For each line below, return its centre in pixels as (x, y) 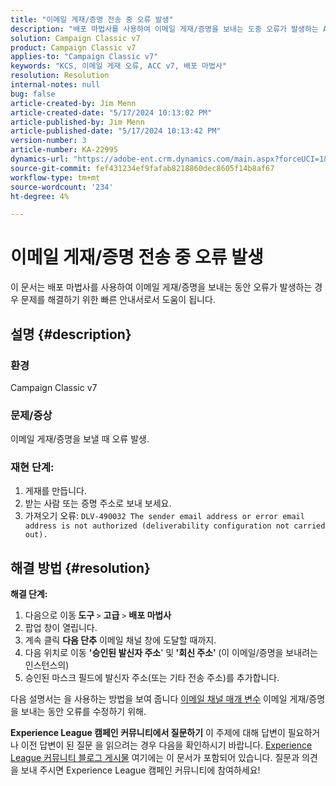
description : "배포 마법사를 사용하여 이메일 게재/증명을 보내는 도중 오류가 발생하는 (164, 29)
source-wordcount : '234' (62, 187)
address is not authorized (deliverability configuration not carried (175, 526)
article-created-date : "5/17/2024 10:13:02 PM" (111, 112)
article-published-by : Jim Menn (77, 122)
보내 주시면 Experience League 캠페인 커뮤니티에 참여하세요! (140, 770)
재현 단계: (32, 468)
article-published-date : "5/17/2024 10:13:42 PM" (116, 131)
